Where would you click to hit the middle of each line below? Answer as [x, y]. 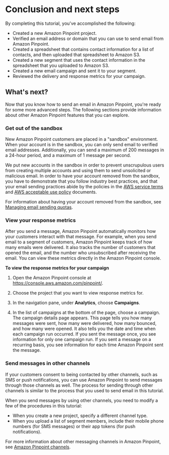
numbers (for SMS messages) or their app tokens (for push [74, 426]
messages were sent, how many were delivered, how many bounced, [84, 323]
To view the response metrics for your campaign [57, 268]
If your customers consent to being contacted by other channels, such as [81, 374]
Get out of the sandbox [34, 128]
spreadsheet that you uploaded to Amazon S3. [61, 65]
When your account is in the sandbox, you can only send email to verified [81, 145]
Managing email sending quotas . [39, 207]
